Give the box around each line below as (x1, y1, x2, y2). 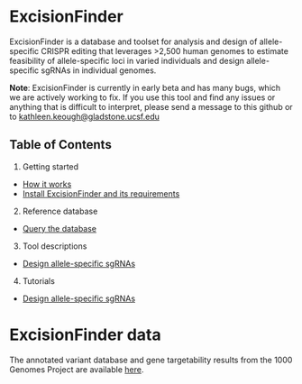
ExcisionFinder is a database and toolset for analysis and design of (9, 36, 258, 47)
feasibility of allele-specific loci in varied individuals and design (9, 55, 245, 66)
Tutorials (22, 275, 56, 286)
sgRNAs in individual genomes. (41, 65, 157, 76)
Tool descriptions (22, 241, 87, 251)
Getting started (22, 160, 79, 172)
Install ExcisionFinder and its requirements (22, 187, 180, 199)
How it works (22, 178, 72, 189)
